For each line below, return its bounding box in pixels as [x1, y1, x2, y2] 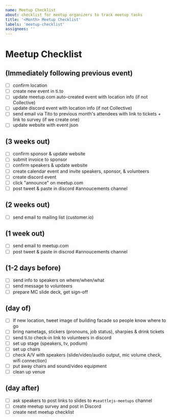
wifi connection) [12, 357, 47, 363]
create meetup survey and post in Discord [12, 403, 101, 409]
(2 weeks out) [5, 200, 50, 209]
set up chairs [12, 346, 40, 352]
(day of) [5, 304, 31, 312]
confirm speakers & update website [12, 162, 88, 169]
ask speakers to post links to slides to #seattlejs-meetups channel [12, 397, 152, 404]
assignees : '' [5, 27, 36, 32]
